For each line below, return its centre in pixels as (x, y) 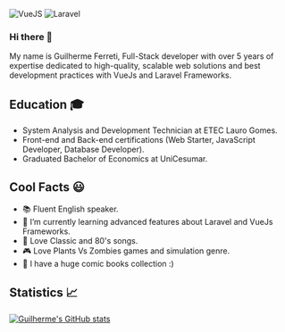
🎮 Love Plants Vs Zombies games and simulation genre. (126, 251)
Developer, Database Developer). (83, 149)
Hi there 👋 (31, 37)
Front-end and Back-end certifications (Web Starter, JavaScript (139, 140)
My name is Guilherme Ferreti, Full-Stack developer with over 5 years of (142, 56)
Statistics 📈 (44, 293)
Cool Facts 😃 (47, 187)
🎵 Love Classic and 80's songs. (80, 240)
